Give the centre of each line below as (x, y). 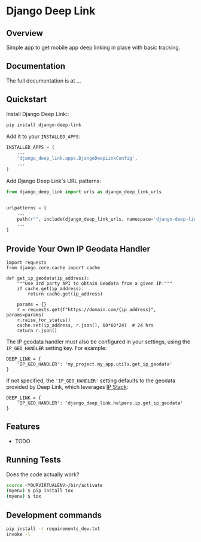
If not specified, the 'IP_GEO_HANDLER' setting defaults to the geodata (91, 380)
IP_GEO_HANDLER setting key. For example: (57, 348)
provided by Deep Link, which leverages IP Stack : (67, 386)
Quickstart (27, 100)
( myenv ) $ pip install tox (40, 491)
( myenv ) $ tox (24, 497)
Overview (25, 33)
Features (23, 427)
